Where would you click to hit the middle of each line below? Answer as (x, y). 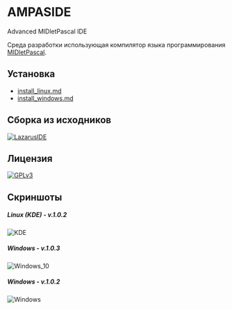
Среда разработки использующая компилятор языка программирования (116, 44)
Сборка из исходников (59, 120)
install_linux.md (39, 90)
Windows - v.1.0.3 (34, 248)
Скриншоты (35, 197)
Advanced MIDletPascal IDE (47, 31)
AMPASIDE (39, 12)
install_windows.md (45, 98)
